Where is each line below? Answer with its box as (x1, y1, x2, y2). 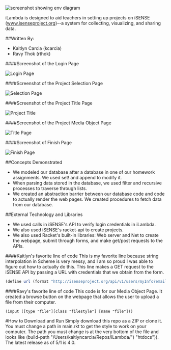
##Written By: (5, 36, 35, 41)
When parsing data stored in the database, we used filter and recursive (12, 180, 162, 186)
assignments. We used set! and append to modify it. (12, 175, 122, 180)
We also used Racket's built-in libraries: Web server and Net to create (12, 232, 159, 238)
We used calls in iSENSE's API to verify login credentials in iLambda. (12, 222, 156, 227)
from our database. (12, 202, 53, 207)
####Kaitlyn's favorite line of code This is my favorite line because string (5, 253, 159, 259)
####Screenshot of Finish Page (5, 140, 72, 145)
